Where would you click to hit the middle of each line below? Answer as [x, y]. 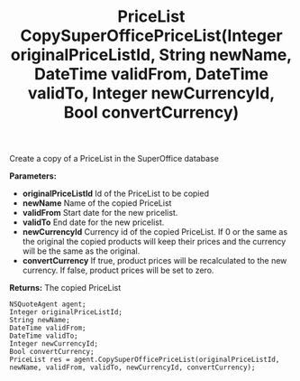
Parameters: [33, 176]
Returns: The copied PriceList [65, 288]
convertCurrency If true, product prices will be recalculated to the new [155, 261]
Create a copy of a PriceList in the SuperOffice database [114, 159]
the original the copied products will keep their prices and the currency [154, 242]
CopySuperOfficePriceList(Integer [151, 36]
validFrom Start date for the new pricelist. [100, 213]
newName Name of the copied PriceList [97, 203]
